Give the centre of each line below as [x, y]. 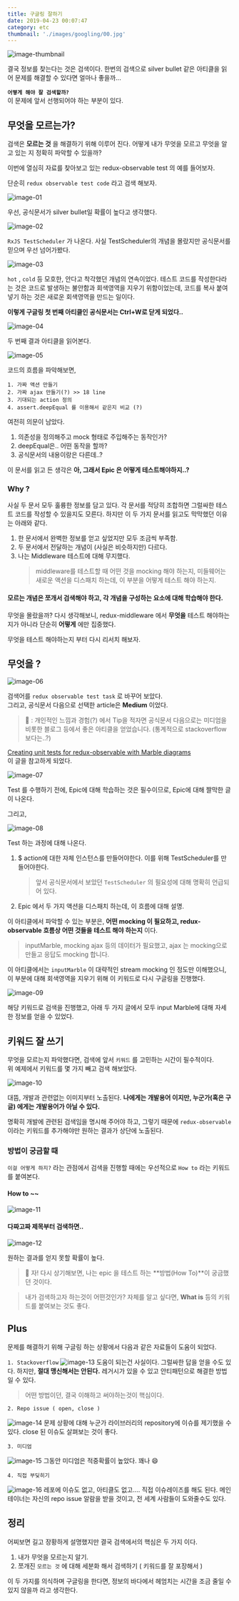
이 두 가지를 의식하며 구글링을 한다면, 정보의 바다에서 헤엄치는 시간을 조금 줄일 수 [119, 1581]
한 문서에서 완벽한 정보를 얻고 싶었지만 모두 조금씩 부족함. [98, 538]
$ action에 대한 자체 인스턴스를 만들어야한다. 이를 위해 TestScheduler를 [118, 858]
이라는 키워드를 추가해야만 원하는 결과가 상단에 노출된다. [86, 1131]
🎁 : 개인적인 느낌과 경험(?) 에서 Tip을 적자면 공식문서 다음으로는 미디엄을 [126, 720]
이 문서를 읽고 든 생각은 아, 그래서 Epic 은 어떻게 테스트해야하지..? [98, 470]
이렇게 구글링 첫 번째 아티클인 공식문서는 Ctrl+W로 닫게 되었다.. [95, 312]
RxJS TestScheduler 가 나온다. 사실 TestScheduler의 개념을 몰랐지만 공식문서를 [119, 241]
